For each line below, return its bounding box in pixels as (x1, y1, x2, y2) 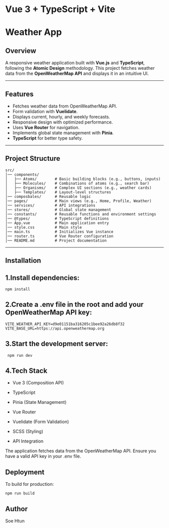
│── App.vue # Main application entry (5, 220, 109, 226)
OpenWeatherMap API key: (5, 308, 92, 317)
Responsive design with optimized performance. (12, 119, 113, 125)
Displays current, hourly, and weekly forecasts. (12, 114, 111, 120)
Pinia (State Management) (12, 399, 67, 405)
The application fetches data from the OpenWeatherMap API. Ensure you (5, 448, 156, 454)
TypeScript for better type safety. (12, 135, 83, 141)
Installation (5, 256, 41, 265)
